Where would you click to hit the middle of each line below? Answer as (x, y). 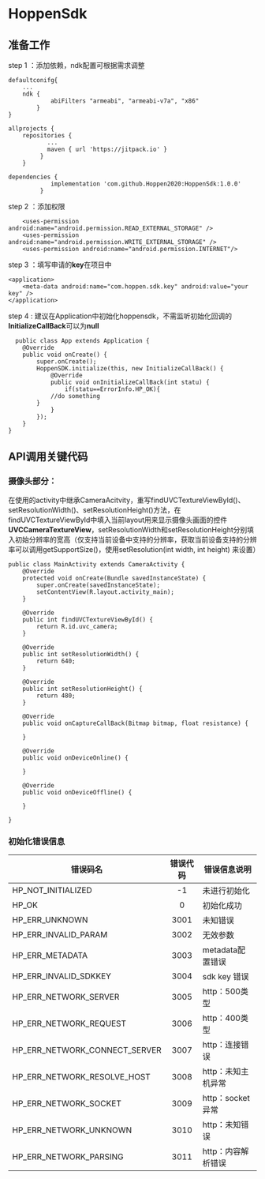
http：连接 (222, 1045)
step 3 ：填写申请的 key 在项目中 (60, 265)
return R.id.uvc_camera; (77, 626)
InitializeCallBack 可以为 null (54, 326)
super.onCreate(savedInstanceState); (98, 585)
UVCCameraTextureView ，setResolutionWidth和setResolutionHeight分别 (128, 529)
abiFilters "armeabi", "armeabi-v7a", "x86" (125, 101)
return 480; (56, 696)
